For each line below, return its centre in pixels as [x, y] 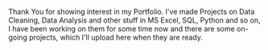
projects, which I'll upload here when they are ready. [116, 37]
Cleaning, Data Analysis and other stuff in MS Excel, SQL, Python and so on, [134, 20]
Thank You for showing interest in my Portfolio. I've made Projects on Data [132, 12]
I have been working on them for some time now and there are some [122, 29]
